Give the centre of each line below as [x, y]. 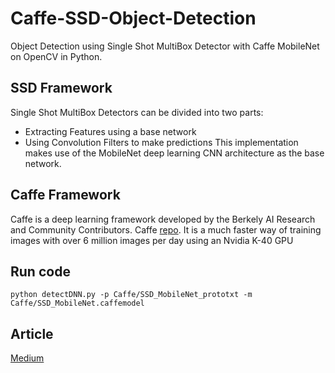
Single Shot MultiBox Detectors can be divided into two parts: [137, 112]
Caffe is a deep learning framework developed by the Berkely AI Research [163, 219]
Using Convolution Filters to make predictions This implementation [161, 142]
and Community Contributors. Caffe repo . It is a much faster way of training [166, 229]
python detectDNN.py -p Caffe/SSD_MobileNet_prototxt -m [131, 295]
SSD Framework [61, 88]
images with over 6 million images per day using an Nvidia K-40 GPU [152, 240]
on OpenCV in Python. [56, 56]
